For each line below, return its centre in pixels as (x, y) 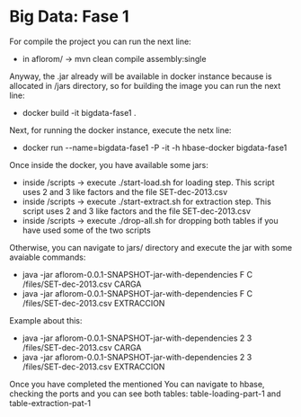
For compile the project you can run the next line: (100, 41)
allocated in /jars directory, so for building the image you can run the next (145, 85)
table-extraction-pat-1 (50, 403)
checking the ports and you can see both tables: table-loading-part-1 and (145, 394)
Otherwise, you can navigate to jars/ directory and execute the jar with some (151, 247)
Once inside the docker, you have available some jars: (109, 164)
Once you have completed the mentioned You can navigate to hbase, (137, 384)
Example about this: (46, 320)
